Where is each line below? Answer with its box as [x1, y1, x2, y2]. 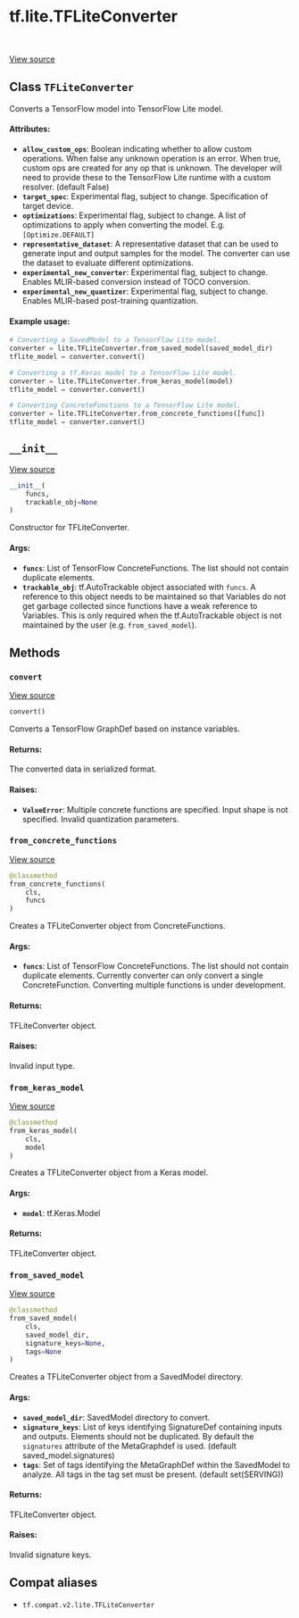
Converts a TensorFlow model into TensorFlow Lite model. [9, 103, 224, 113]
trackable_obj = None [25, 497, 98, 506]
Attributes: [9, 123, 51, 135]
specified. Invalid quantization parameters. [21, 813, 179, 824]
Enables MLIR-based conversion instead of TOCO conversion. [21, 276, 251, 287]
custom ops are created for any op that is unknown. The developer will [21, 163, 283, 173]
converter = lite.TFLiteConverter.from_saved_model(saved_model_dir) [9, 344, 274, 354]
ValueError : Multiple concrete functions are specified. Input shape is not [21, 804, 288, 814]
